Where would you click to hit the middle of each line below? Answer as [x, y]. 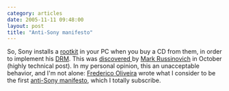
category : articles [35, 13]
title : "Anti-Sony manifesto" [50, 32]
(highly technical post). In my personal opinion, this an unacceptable [103, 66]
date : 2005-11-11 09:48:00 [45, 20]
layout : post [26, 26]
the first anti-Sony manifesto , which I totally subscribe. [84, 80]
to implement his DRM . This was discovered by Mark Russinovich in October [114, 59]
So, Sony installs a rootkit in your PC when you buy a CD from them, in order [114, 52]
